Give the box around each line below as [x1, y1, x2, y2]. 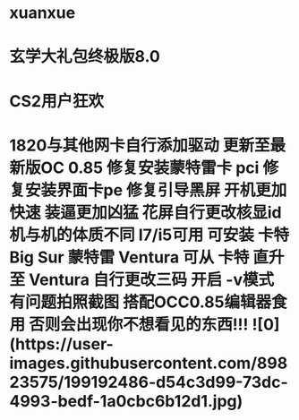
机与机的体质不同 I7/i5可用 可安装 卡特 [9, 225, 289, 244]
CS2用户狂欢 [9, 90, 105, 111]
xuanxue [9, 3, 76, 23]
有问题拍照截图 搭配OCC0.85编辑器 [9, 292, 271, 312]
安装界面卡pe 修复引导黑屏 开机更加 [25, 180, 287, 200]
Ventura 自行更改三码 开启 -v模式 [28, 270, 275, 289]
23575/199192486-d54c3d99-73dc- [9, 372, 288, 392]
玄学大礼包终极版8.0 [9, 47, 161, 67]
